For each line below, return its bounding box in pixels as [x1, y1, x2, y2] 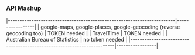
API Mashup [6, 4, 42, 12]
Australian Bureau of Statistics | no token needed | [6, 36, 128, 43]
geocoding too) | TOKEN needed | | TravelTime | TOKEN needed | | [6, 30, 168, 37]
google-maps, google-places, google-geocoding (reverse [40, 23, 180, 30]
